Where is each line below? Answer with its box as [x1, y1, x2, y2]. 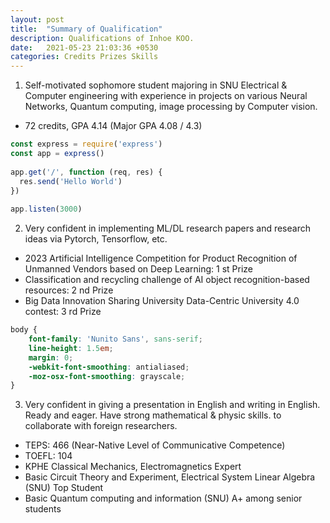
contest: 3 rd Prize [24, 306, 102, 318]
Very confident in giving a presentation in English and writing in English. [24, 399, 321, 411]
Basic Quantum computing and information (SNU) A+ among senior [24, 492, 303, 505]
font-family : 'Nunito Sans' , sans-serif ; [28, 334, 203, 344]
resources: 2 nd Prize [24, 284, 114, 296]
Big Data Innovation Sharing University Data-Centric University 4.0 [24, 295, 300, 307]
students [24, 503, 62, 515]
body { [10, 325, 38, 335]
